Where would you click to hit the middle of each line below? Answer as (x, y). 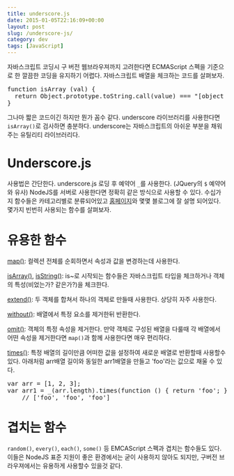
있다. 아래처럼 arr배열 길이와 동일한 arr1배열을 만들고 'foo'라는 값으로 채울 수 (111, 361)
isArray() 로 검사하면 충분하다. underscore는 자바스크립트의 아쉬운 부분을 (108, 126)
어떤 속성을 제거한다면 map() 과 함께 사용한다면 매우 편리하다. (89, 337)
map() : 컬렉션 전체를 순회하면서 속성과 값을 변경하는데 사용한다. (94, 261)
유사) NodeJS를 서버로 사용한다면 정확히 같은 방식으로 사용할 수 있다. (109, 192)
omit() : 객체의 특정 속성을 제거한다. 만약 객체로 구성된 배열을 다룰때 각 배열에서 (114, 329)
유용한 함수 (37, 240)
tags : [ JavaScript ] (36, 46)
